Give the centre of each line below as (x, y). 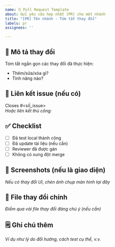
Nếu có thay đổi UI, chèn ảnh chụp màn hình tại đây (58, 182)
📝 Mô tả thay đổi (30, 52)
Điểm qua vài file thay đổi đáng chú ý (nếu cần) (53, 209)
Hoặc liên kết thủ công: (29, 111)
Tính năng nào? (28, 78)
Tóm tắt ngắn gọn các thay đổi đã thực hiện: (49, 64)
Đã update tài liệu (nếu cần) (40, 143)
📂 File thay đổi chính (36, 197)
